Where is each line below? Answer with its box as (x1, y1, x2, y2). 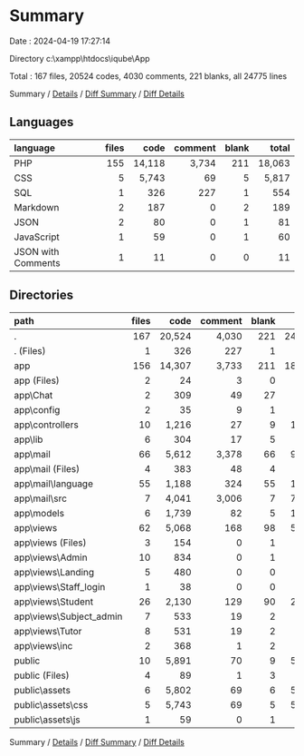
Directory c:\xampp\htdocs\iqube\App (9, 53, 151, 64)
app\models (14, 506, 65, 519)
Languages (9, 114, 74, 130)
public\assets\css (14, 698, 89, 711)
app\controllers (14, 418, 79, 431)
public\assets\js (14, 713, 81, 726)
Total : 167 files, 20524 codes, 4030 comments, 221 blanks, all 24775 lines (9, 70, 288, 82)
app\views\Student (14, 595, 93, 608)
